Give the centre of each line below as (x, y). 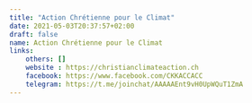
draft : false (34, 34)
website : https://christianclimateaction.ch (112, 68)
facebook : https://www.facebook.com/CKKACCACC (114, 76)
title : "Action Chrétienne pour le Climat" (92, 17)
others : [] (46, 59)
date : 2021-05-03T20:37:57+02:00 (72, 26)
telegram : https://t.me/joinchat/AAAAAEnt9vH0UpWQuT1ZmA (135, 84)
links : (22, 51)
